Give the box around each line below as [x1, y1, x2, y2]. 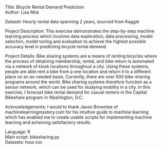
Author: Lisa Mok [5, 9, 39, 15]
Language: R [5, 129, 31, 134]
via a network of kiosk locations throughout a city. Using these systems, [5, 63, 149, 69]
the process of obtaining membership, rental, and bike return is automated [5, 58, 154, 64]
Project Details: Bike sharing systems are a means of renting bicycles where [5, 53, 157, 59]
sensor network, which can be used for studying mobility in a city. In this [5, 84, 151, 90]
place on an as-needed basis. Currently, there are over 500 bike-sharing [5, 74, 150, 79]
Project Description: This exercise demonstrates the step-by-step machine [5, 28, 155, 34]
